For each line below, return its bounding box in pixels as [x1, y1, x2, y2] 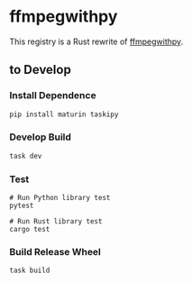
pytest [9, 201, 34, 210]
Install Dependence [9, 89, 96, 102]
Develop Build [9, 131, 72, 143]
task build [9, 266, 50, 276]
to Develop [9, 62, 72, 77]
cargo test [9, 224, 50, 233]
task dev [9, 151, 42, 160]
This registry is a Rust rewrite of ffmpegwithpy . [9, 36, 184, 47]
